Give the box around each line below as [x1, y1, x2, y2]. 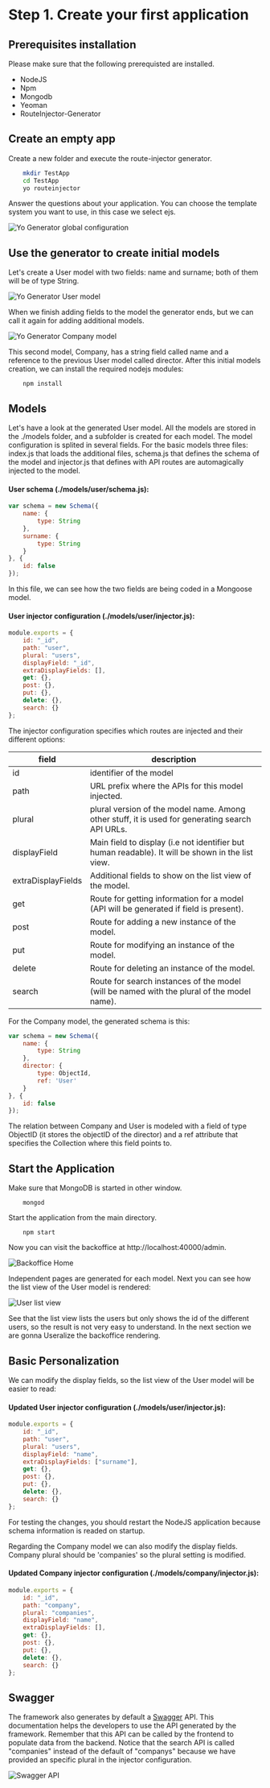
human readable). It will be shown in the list [89, 846, 253, 858]
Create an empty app [8, 132, 117, 146]
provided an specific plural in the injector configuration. [8, 1755, 192, 1765]
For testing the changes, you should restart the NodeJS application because [8, 1517, 261, 1527]
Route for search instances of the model [89, 975, 241, 987]
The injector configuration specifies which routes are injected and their [8, 726, 243, 735]
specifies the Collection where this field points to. [8, 1138, 173, 1149]
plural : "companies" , [22, 1608, 95, 1616]
